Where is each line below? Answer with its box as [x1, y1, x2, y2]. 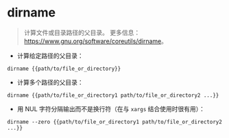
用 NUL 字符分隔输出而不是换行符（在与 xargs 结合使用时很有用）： [16, 104, 206, 113]
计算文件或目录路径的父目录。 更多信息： [23, 28, 141, 36]
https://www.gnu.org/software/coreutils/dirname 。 [23, 36, 168, 45]
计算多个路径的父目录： [16, 78, 84, 87]
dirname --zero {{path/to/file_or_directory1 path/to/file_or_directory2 [7, 118, 223, 125]
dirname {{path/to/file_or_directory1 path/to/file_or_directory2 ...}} [7, 91, 219, 99]
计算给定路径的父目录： [16, 51, 84, 60]
